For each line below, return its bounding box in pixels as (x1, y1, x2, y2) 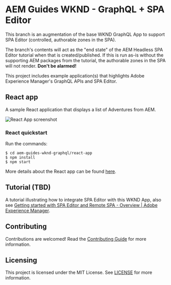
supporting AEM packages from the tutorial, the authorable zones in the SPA (5, 57, 166, 63)
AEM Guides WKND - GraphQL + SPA (5, 4, 165, 15)
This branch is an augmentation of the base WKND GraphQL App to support (5, 31, 165, 37)
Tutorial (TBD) (5, 183, 51, 192)
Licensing (5, 256, 37, 265)
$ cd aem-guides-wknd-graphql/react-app (5, 150, 93, 156)
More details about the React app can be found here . (5, 168, 116, 174)
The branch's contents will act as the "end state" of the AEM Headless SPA (5, 46, 163, 53)
